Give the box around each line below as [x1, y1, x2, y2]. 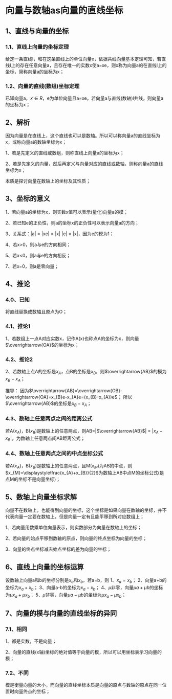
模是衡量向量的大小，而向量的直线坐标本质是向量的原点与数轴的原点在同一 [5, 682, 162, 688]
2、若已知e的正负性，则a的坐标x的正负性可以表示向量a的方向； [5, 219, 140, 226]
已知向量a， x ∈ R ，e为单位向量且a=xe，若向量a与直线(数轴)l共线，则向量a [5, 95, 164, 101]
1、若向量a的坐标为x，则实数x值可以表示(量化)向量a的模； [5, 209, 128, 215]
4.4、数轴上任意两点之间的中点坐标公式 [5, 450, 103, 457]
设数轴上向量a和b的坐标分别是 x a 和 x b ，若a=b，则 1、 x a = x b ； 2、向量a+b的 [5, 577, 167, 584]
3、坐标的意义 [5, 194, 50, 203]
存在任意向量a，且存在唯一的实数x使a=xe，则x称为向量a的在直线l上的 [19, 62, 167, 68]
